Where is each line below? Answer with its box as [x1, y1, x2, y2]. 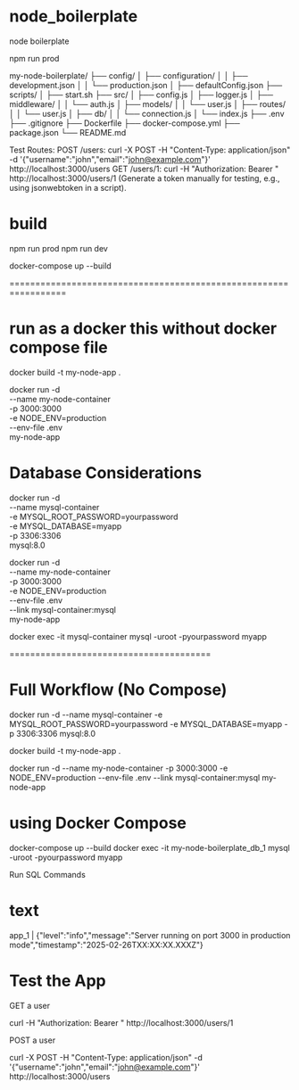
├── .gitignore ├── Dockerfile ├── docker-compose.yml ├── [9, 118, 241, 128]
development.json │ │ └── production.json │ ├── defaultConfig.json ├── [9, 79, 283, 90]
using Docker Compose [9, 813, 187, 833]
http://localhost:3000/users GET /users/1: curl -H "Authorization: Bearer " [9, 163, 279, 174]
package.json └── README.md [9, 127, 127, 137]
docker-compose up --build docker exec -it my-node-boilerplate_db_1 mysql [9, 842, 290, 853]
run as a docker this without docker [9, 318, 278, 339]
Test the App [9, 970, 107, 991]
